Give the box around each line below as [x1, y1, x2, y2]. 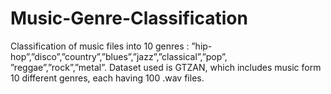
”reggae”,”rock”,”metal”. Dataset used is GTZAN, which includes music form [10, 61, 322, 73]
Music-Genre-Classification [10, 7, 248, 30]
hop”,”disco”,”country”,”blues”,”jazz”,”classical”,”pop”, [10, 50, 228, 62]
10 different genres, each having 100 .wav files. [10, 72, 205, 84]
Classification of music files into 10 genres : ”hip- [10, 40, 213, 52]
